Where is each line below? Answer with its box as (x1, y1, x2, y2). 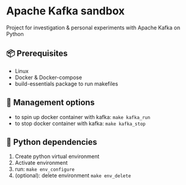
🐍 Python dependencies (6, 137, 97, 147)
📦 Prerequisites (6, 48, 68, 59)
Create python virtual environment (14, 153, 100, 160)
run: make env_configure (14, 166, 75, 173)
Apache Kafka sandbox (6, 4, 125, 18)
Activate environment (14, 159, 68, 166)
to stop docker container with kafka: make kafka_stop (14, 120, 146, 127)
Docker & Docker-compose (14, 74, 83, 81)
